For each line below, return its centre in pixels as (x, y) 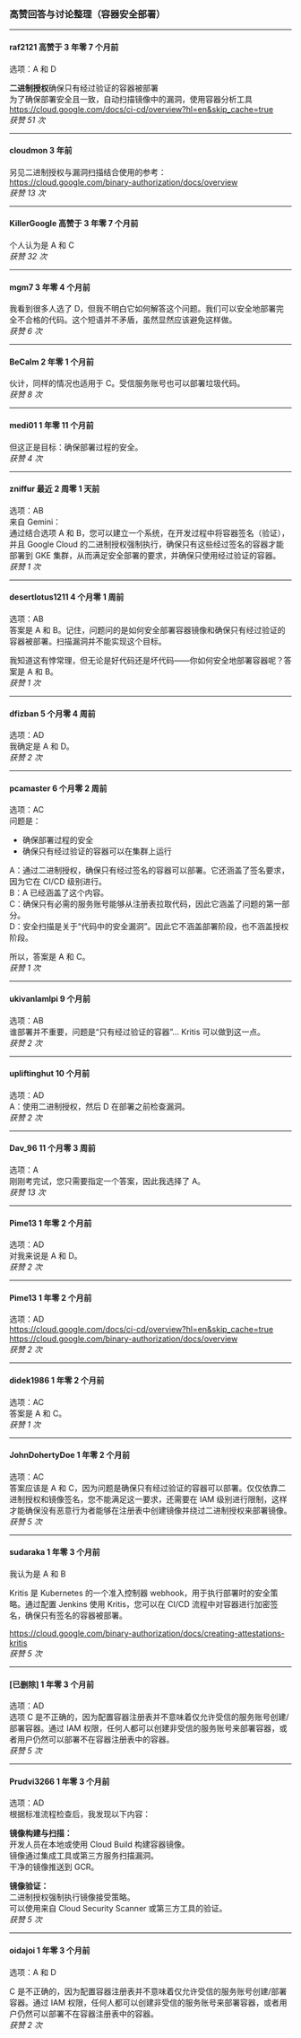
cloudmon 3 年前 (41, 151)
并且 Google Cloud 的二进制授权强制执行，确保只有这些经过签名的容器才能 (147, 544)
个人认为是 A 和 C (42, 245)
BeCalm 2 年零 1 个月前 (52, 362)
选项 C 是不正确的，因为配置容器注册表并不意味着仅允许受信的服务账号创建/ (149, 1717)
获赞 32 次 (28, 256)
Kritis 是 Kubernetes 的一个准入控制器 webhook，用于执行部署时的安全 (140, 1593)
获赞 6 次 (26, 331)
